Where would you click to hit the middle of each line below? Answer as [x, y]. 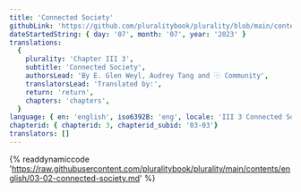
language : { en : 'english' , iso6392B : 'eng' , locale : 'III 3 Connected [146, 117]
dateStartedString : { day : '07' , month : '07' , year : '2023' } [128, 34]
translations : [36, 42]
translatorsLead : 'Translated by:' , [94, 84]
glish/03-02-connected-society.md [75, 178]
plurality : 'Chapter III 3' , [80, 59]
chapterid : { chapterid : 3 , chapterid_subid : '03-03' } [114, 126]
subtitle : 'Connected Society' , [86, 68]
